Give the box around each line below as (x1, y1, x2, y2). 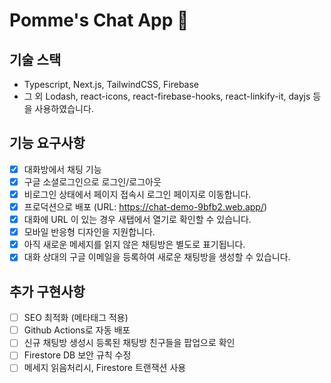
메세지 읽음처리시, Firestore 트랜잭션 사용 (23, 362, 187, 374)
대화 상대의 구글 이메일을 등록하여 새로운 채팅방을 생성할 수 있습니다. (23, 251, 291, 263)
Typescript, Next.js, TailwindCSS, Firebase (23, 79, 200, 90)
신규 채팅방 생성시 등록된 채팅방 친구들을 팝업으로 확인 (23, 337, 236, 349)
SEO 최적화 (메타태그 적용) (23, 312, 129, 324)
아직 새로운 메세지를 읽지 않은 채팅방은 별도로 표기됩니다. (23, 239, 246, 251)
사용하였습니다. (34, 103, 94, 114)
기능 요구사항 (9, 135, 86, 152)
